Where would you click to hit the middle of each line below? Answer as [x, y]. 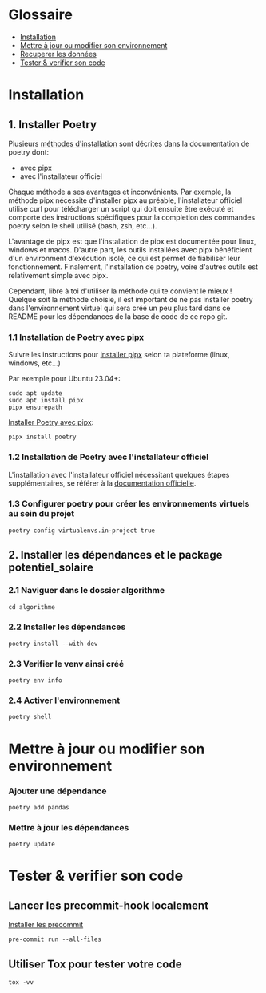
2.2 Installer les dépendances [67, 627]
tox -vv [21, 983]
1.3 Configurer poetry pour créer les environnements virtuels [129, 504]
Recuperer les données [58, 54]
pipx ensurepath [35, 408]
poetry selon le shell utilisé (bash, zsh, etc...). [83, 225]
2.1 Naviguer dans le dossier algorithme [87, 591]
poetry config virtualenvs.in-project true [82, 531]
